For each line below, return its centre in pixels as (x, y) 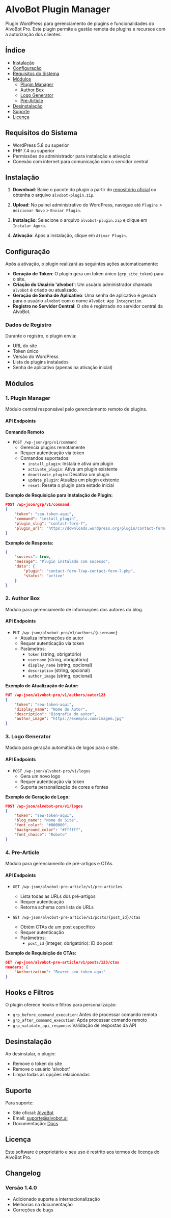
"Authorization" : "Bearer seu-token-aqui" (60, 972)
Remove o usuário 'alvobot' (41, 1069)
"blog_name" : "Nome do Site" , (47, 820)
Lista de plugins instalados (40, 362)
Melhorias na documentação (42, 1204)
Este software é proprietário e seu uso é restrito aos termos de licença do (82, 1152)
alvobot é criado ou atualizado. (45, 290)
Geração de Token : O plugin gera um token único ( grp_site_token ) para (88, 274)
